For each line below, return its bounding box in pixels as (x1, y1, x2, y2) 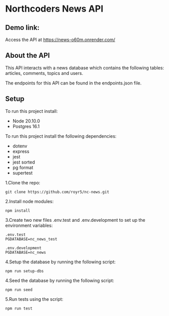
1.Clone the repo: (5, 179, 40, 185)
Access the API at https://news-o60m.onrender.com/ (5, 36, 116, 43)
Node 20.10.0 (12, 117, 40, 124)
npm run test (5, 306, 33, 311)
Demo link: (5, 23, 40, 32)
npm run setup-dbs (5, 268, 44, 273)
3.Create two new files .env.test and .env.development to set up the (5, 217, 145, 223)
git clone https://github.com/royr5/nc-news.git (5, 189, 109, 194)
